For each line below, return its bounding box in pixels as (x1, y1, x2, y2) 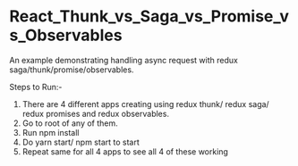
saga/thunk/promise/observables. (9, 64, 134, 75)
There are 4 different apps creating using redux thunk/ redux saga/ (21, 98, 270, 109)
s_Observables (9, 25, 123, 46)
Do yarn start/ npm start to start (21, 137, 140, 147)
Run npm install (21, 127, 80, 137)
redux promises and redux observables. (21, 108, 170, 119)
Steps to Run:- (9, 81, 63, 92)
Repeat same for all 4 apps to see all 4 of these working (21, 145, 228, 157)
